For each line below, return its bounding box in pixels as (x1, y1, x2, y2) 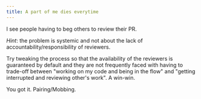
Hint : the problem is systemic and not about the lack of (6, 37, 143, 44)
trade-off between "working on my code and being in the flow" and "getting (6, 67, 196, 75)
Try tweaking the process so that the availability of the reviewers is (6, 55, 173, 62)
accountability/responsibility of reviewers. (6, 43, 111, 50)
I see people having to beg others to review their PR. (6, 25, 137, 32)
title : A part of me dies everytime (6, 8, 99, 15)
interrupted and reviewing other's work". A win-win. (6, 74, 136, 81)
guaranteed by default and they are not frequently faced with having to (6, 61, 183, 68)
